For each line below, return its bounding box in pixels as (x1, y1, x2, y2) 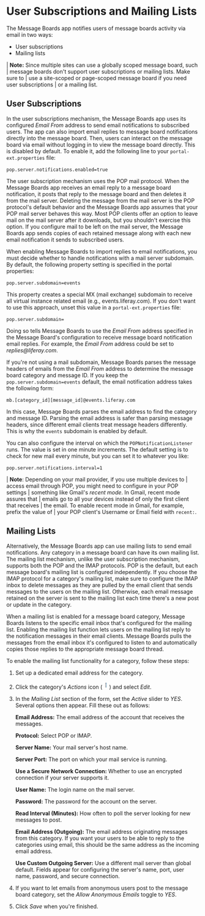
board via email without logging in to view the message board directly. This (6, 141, 196, 148)
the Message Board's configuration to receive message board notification (6, 333, 192, 341)
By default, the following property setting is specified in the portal (6, 260, 172, 268)
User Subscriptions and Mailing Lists (6, 4, 197, 18)
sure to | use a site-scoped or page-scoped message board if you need (6, 74, 187, 81)
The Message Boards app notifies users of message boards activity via (6, 25, 186, 32)
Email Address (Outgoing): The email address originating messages (15, 828, 188, 835)
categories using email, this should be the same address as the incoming (15, 841, 199, 848)
